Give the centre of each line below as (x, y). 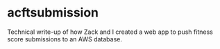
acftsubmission (53, 13)
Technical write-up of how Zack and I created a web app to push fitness (110, 32)
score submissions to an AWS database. (65, 39)
